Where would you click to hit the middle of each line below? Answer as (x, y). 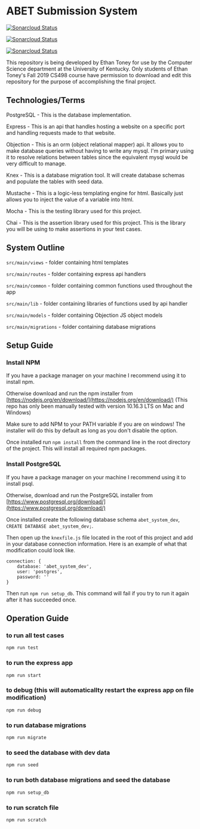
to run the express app (40, 663)
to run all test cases (35, 635)
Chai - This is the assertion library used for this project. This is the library (96, 222)
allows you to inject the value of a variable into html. (70, 199)
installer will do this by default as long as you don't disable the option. (92, 431)
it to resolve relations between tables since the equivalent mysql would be (97, 157)
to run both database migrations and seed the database (88, 780)
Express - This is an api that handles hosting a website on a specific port (96, 126)
